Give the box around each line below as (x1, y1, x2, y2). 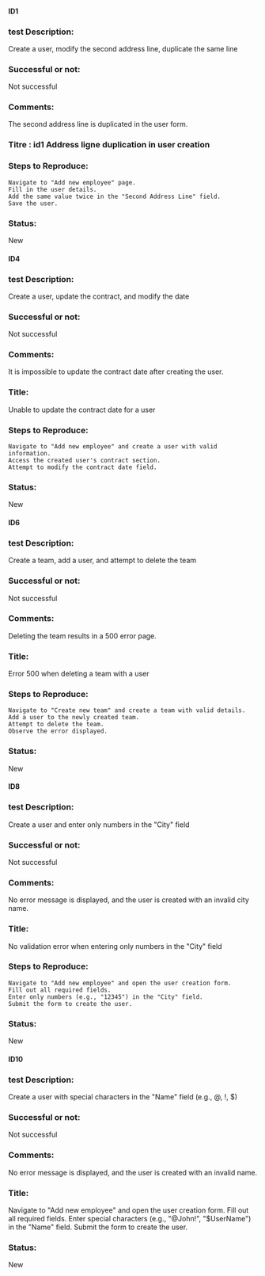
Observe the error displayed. (8, 727, 108, 736)
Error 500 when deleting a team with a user (8, 669, 150, 679)
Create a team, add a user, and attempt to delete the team (8, 555, 197, 566)
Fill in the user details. (8, 185, 97, 193)
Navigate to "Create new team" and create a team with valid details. (8, 707, 246, 714)
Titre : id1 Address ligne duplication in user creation (8, 139, 210, 150)
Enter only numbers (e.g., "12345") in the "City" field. (8, 992, 203, 1001)
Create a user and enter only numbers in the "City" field (8, 820, 190, 829)
